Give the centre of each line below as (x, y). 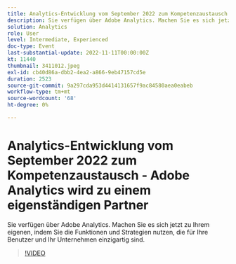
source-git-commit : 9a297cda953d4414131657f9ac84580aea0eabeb (100, 85)
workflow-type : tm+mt (39, 92)
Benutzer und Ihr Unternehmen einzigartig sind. (76, 239)
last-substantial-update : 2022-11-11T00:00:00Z (78, 53)
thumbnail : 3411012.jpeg (44, 66)
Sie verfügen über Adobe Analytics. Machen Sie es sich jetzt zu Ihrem (109, 224)
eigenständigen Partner (78, 206)
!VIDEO (35, 253)
